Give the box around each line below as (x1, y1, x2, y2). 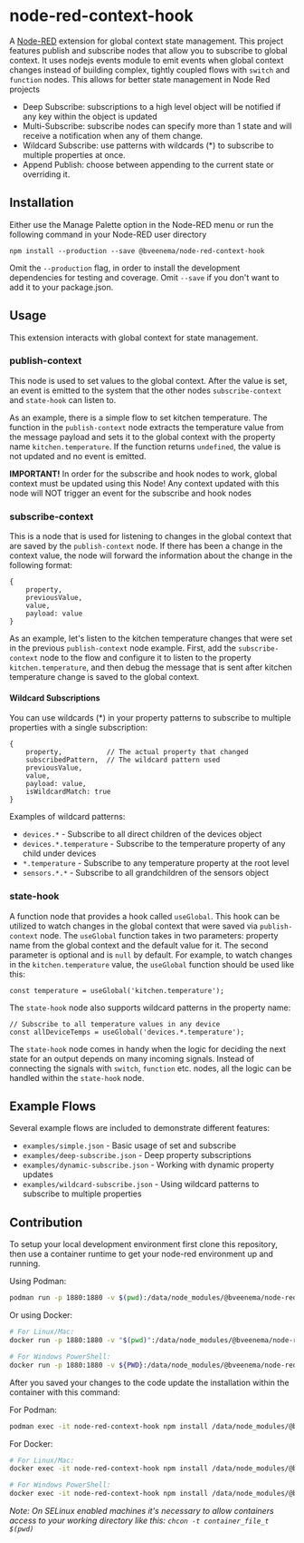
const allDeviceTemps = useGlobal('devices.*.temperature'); (9, 1027, 245, 1037)
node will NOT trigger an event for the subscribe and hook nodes (9, 487, 252, 498)
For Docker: (9, 1438, 53, 1449)
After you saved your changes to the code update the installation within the (9, 1377, 290, 1388)
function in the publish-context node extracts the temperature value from (9, 421, 284, 432)
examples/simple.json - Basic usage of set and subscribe (22, 1140, 237, 1151)
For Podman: (9, 1404, 57, 1415)
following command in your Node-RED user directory (9, 229, 207, 240)
